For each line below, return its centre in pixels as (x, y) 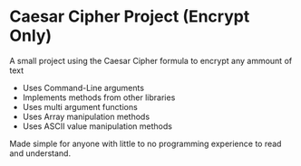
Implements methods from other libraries (99, 97)
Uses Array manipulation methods (86, 116)
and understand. (40, 153)
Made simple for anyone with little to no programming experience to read (146, 143)
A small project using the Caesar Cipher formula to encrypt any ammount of (151, 60)
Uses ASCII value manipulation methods (97, 126)
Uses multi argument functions (80, 106)
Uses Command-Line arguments (83, 88)
